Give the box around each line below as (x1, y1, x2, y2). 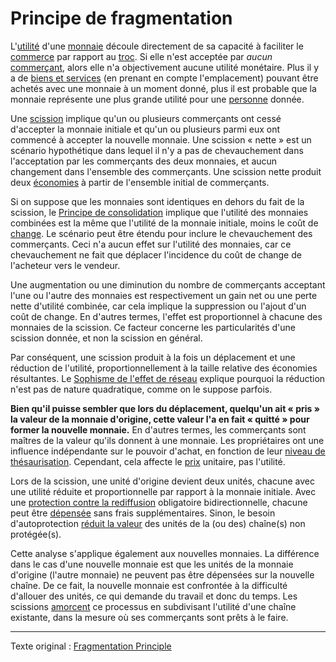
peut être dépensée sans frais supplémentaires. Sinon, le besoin (10, 507, 276, 519)
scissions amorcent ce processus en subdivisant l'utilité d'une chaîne (10, 600, 297, 612)
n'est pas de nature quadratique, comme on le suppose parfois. (10, 383, 273, 395)
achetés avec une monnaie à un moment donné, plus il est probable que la (10, 82, 317, 94)
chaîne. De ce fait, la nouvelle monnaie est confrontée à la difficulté (10, 579, 288, 591)
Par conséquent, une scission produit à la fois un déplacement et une (10, 351, 296, 363)
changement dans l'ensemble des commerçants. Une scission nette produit (10, 165, 322, 177)
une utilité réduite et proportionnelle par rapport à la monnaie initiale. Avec (10, 485, 317, 497)
